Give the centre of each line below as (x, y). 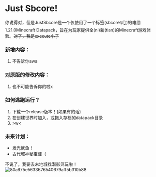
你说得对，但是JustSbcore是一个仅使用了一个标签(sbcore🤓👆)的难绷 (73, 22)
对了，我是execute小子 (37, 36)
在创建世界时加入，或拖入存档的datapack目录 (57, 118)
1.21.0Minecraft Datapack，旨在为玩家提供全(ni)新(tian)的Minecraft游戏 (76, 30)
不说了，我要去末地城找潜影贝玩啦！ (41, 164)
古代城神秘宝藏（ (29, 154)
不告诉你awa (25, 61)
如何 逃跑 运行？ (23, 100)
